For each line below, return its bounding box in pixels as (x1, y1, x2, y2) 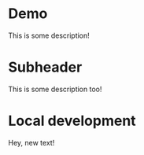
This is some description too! (8, 84, 102, 94)
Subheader (8, 58, 83, 76)
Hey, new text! (8, 138, 55, 147)
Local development (8, 112, 136, 130)
